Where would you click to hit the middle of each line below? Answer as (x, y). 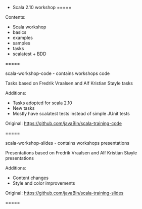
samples (21, 43)
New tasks (23, 108)
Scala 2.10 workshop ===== (42, 7)
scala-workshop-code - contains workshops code (58, 73)
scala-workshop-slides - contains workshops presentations (67, 143)
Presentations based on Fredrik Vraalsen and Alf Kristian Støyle (71, 153)
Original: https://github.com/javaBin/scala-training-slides (64, 193)
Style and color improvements (44, 183)
